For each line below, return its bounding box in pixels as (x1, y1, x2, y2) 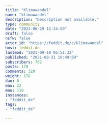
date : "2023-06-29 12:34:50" (5, 26, 67, 32)
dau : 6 (5, 78, 19, 83)
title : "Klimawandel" (5, 7, 51, 13)
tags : (5, 102, 17, 107)
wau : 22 (5, 83, 22, 88)
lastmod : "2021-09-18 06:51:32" (5, 50, 74, 55)
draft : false (5, 31, 33, 36)
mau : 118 (5, 87, 24, 93)
